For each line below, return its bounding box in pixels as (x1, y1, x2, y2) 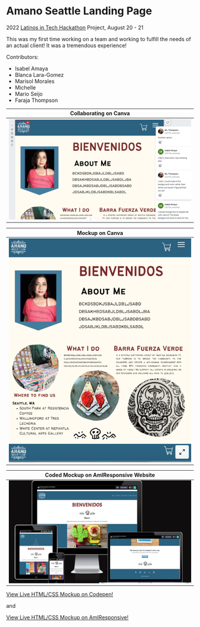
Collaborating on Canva (70, 110, 130, 117)
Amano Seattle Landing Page (6, 4, 152, 18)
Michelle (14, 84, 36, 91)
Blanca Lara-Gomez (14, 71, 64, 78)
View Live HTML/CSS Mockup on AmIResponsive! (6, 614, 129, 621)
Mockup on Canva (77, 229, 123, 236)
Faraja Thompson (14, 97, 58, 104)
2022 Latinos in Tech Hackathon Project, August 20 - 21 (6, 24, 144, 31)
